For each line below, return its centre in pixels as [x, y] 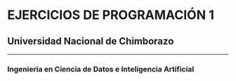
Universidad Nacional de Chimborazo [91, 41]
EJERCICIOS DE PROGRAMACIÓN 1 [111, 15]
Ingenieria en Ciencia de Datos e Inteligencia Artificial [101, 69]
